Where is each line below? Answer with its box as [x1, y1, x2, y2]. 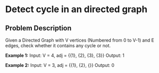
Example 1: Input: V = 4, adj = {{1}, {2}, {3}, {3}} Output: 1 [5, 52, 125, 58]
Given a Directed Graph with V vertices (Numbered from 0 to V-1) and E [5, 37, 154, 43]
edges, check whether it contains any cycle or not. [5, 43, 111, 49]
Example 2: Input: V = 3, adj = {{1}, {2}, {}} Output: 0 [5, 62, 115, 68]
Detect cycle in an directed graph [5, 4, 148, 15]
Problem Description [5, 24, 72, 32]
